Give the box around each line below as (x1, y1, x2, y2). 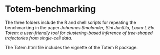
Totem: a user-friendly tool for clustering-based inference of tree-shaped (5, 30, 153, 36)
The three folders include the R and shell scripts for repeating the (5, 19, 137, 25)
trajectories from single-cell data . (5, 35, 73, 41)
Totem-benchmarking (5, 3, 96, 15)
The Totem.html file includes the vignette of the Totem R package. (5, 44, 138, 50)
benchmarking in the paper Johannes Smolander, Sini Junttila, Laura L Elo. (5, 24, 156, 30)
